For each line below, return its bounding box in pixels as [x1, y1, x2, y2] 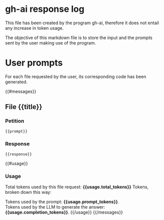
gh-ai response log [5, 3, 85, 15]
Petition [5, 118, 25, 125]
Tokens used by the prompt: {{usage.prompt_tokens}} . [5, 199, 119, 205]
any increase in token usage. [5, 25, 64, 31]
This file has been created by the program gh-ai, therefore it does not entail [5, 20, 160, 26]
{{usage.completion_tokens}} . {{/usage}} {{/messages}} [5, 209, 123, 216]
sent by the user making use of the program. [5, 40, 96, 45]
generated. [5, 79, 28, 85]
